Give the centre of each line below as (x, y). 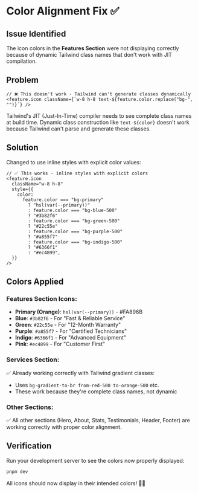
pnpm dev (17, 472)
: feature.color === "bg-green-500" (74, 221)
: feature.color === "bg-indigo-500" (75, 242)
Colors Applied (35, 282)
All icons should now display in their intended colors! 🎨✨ (76, 483)
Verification (29, 446)
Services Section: (33, 359)
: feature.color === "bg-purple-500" (75, 231)
